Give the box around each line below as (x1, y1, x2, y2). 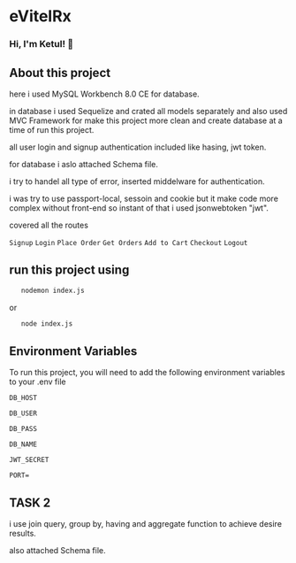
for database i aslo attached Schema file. (9, 158, 159, 169)
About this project (9, 65, 111, 81)
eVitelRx (9, 6, 72, 27)
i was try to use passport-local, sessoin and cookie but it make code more (9, 193, 278, 204)
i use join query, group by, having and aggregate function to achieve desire (9, 519, 283, 529)
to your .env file (9, 376, 66, 387)
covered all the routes (9, 220, 88, 230)
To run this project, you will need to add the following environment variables (9, 367, 285, 378)
